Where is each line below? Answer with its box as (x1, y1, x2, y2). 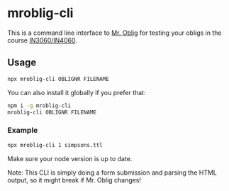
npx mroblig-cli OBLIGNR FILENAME (7, 75, 110, 82)
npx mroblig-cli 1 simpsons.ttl (7, 141, 103, 148)
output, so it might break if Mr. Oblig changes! (7, 175, 142, 184)
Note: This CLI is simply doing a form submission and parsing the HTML (7, 168, 218, 177)
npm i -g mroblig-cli (7, 102, 72, 109)
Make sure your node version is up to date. (7, 154, 133, 163)
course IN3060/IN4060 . (7, 36, 78, 44)
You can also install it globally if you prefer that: (7, 88, 146, 97)
